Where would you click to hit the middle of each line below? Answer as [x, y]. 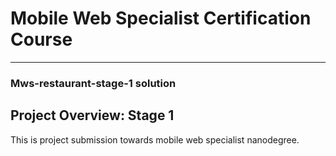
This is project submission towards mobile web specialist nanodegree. [155, 139]
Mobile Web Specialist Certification [161, 18]
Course [41, 39]
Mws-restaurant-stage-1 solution [93, 83]
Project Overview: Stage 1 [92, 115]
